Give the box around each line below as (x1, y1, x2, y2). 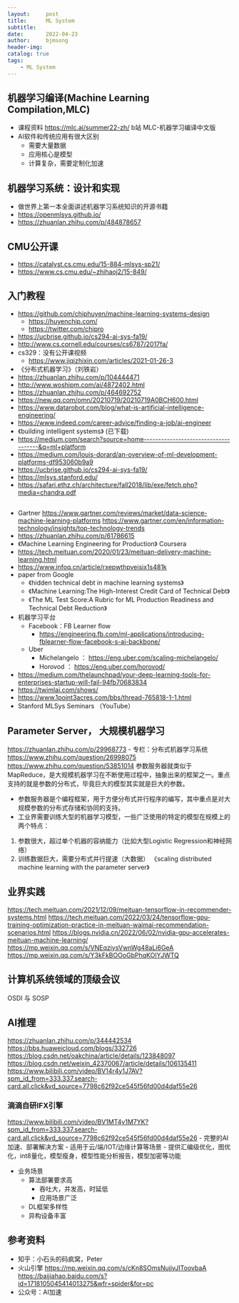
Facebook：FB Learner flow (28, 622, 111, 630)
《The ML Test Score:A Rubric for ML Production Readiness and (28, 595, 214, 604)
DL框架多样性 (28, 1202, 68, 1211)
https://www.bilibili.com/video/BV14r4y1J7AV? (7, 1066, 143, 1075)
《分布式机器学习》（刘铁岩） (17, 365, 103, 373)
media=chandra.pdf (17, 487, 76, 497)
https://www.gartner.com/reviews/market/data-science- (41, 509, 208, 517)
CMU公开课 (7, 240, 59, 252)
